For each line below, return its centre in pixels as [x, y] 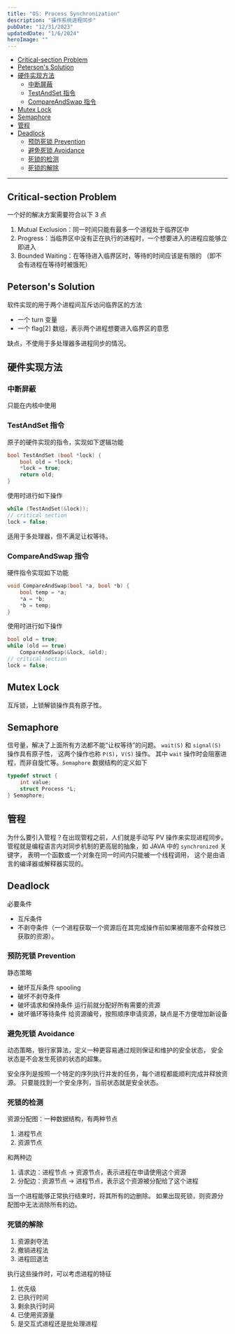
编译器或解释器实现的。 [53, 863]
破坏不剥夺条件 [39, 996]
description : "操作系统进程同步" [52, 20]
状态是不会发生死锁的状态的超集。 [56, 1059]
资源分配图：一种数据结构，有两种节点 [62, 1119]
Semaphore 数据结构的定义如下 [105, 763]
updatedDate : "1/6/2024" [43, 33]
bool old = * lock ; [47, 462]
